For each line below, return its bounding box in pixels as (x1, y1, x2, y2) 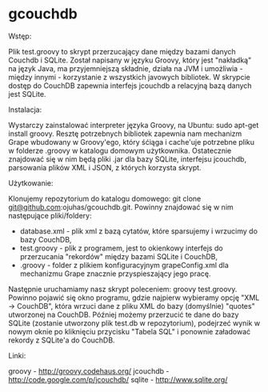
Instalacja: (8, 105, 42, 114)
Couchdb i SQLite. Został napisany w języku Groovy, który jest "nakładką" (8, 55, 252, 65)
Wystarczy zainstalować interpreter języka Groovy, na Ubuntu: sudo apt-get (8, 120, 259, 130)
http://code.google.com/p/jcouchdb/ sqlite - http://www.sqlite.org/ (8, 374, 228, 384)
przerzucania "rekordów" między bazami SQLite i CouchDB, (19, 251, 218, 261)
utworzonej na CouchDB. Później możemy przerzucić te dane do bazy (8, 310, 239, 319)
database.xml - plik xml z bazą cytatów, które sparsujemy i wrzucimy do (19, 226, 258, 236)
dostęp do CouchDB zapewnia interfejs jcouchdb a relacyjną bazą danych (8, 81, 252, 90)
